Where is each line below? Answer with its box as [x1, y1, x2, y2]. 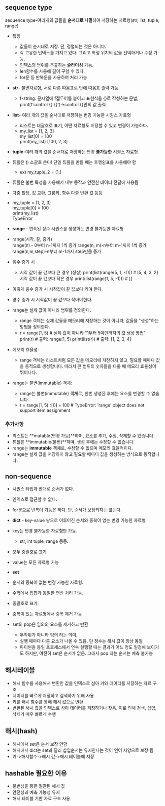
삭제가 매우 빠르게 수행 [12, 711, 56, 717]
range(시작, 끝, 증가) [12, 236, 53, 242]
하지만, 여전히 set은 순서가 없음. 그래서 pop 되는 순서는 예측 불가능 [25, 650, 153, 656]
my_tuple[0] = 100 [12, 204, 49, 211]
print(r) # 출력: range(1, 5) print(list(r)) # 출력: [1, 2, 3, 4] [19, 336, 132, 342]
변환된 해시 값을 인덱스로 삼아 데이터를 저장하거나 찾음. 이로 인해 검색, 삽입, [12, 705, 157, 711]
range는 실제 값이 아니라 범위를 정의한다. [12, 307, 91, 313]
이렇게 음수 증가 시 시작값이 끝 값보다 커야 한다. [12, 286, 103, 292]
